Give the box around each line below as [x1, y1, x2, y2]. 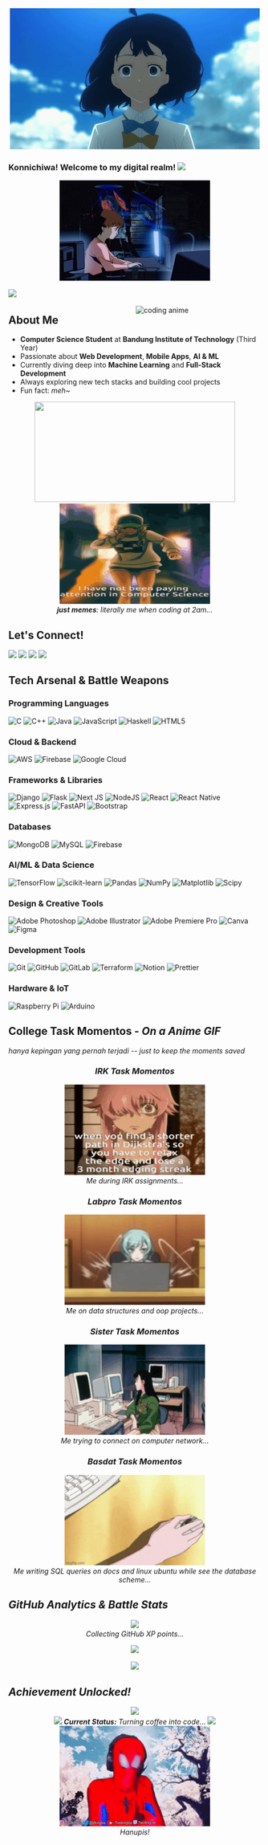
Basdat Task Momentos [87, 1456, 183, 1468]
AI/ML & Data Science [8, 859, 95, 870]
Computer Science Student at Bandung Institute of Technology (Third [19, 335, 257, 344]
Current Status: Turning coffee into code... [63, 1717, 206, 1727]
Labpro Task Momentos [87, 1195, 182, 1207]
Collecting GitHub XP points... [85, 1629, 185, 1639]
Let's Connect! [8, 628, 84, 641]
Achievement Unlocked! [8, 1685, 132, 1699]
